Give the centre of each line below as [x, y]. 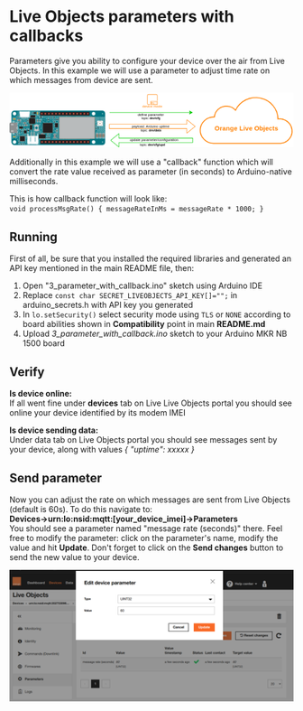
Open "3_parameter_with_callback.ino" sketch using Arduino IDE [142, 285]
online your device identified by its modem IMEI [98, 413]
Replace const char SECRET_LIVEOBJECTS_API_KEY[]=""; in [130, 295]
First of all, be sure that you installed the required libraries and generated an [150, 258]
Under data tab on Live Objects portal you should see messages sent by [143, 440]
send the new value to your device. [74, 557]
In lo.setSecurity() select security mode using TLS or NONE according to [156, 314]
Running [34, 237]
